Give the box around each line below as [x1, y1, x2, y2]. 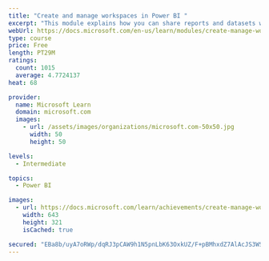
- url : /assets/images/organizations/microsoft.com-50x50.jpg [22, 123, 235, 131]
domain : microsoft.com [15, 108, 91, 116]
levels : [8, 152, 34, 160]
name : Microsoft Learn [15, 101, 91, 109]
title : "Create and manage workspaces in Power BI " [8, 11, 188, 20]
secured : [8, 240, 38, 248]
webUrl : [8, 26, 34, 34]
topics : [8, 174, 34, 183]
